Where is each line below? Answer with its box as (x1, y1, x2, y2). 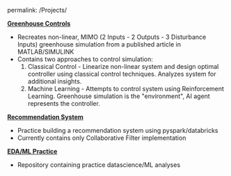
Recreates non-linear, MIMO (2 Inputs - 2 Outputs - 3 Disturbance (17, 33, 207, 41)
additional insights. (27, 77, 82, 86)
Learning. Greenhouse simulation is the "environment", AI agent (27, 92, 210, 100)
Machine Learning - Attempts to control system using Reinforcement (27, 85, 225, 93)
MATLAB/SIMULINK (17, 48, 74, 56)
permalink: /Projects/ (7, 6, 67, 14)
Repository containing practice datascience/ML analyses (17, 161, 181, 169)
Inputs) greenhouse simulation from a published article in (17, 40, 181, 48)
